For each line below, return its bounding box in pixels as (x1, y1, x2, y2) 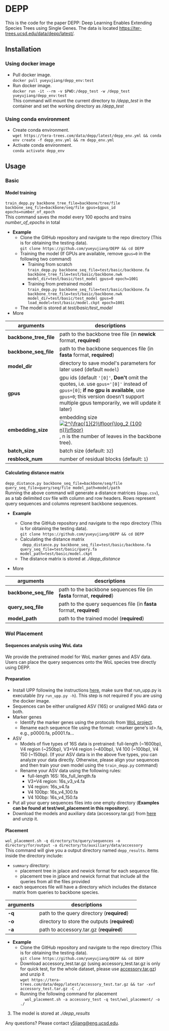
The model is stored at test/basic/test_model (20, 305, 113, 311)
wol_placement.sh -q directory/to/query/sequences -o (5, 838, 121, 844)
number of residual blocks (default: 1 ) (59, 455, 148, 463)
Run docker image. (12, 82, 52, 88)
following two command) (20, 256, 72, 262)
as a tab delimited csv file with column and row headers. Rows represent (5, 495, 156, 501)
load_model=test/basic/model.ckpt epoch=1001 (27, 301, 125, 306)
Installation (5, 45, 41, 53)
